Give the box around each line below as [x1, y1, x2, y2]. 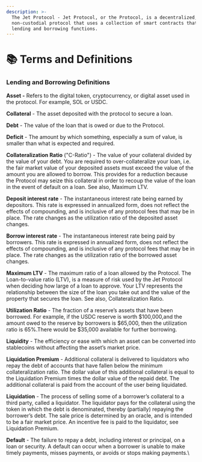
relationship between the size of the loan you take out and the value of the [6, 288, 191, 295]
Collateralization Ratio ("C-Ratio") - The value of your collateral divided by [6, 151, 192, 158]
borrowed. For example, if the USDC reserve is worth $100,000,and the [6, 313, 182, 320]
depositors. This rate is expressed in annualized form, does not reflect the [6, 201, 189, 208]
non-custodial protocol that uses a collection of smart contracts [11, 20, 185, 26]
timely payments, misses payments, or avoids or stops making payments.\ [6, 449, 190, 456]
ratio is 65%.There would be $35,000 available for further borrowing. [6, 325, 177, 333]
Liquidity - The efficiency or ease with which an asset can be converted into [6, 337, 196, 345]
